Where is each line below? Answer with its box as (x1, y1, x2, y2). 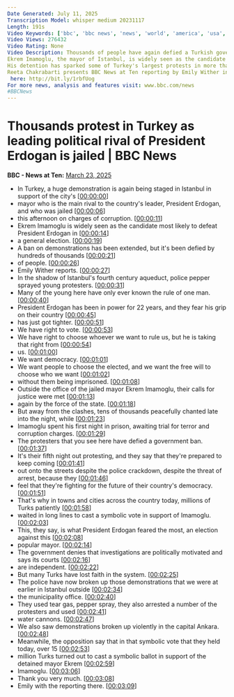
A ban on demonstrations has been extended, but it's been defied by (17, 244, 215, 252)
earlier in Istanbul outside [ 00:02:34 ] (17, 585, 123, 594)
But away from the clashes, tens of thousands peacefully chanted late (17, 407, 218, 416)
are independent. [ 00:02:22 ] (17, 563, 100, 571)
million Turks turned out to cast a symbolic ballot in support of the (17, 652, 207, 661)
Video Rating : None (7, 43, 64, 50)
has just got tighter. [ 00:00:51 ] (17, 318, 104, 327)
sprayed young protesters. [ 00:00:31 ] (17, 281, 125, 290)
